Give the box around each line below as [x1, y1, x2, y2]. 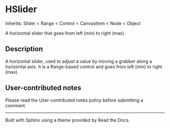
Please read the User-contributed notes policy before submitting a [5, 97, 143, 103]
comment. [5, 102, 26, 108]
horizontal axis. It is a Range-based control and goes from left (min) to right [5, 63, 162, 69]
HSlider [5, 4, 37, 15]
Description [5, 45, 43, 54]
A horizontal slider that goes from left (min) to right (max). [5, 30, 125, 36]
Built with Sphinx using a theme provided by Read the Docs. [5, 117, 130, 123]
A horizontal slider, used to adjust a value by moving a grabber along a [5, 58, 152, 64]
